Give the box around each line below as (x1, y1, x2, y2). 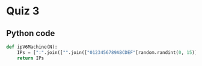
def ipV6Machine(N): (6, 44, 58, 50)
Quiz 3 (6, 4, 40, 18)
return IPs (17, 55, 44, 61)
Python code (6, 28, 55, 38)
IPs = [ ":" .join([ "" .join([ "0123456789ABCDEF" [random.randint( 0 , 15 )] (17, 49, 198, 55)
